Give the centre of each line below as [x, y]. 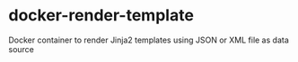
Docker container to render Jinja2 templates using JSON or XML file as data [149, 40]
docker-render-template [101, 15]
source [22, 49]
